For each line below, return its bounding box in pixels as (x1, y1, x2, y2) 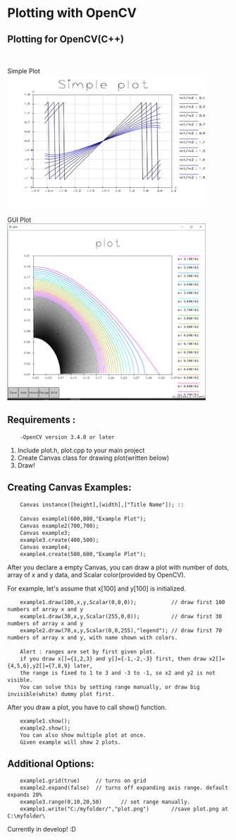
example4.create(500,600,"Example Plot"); (20, 550, 147, 557)
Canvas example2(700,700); (20, 522, 99, 529)
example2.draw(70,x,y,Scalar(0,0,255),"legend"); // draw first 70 (20, 627, 222, 634)
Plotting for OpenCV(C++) (7, 33, 125, 45)
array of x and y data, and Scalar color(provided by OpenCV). (7, 570, 186, 579)
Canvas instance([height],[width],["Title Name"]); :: (20, 501, 185, 508)
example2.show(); (20, 724, 71, 732)
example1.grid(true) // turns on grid (20, 777, 147, 785)
